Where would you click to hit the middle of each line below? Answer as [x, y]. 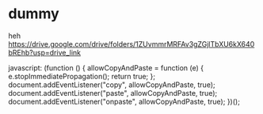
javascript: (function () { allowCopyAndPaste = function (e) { [106, 67]
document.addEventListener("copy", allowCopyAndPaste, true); [112, 85]
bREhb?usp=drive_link [45, 52]
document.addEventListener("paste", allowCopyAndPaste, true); [113, 93]
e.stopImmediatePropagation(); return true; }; [82, 76]
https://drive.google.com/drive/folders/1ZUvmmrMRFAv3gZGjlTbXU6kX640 [131, 44]
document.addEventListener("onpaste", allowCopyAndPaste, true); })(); [124, 101]
